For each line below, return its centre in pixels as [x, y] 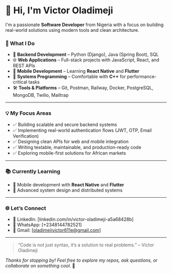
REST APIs [24, 66]
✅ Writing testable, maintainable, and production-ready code [77, 147]
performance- [142, 77]
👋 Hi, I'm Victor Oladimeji [59, 10]
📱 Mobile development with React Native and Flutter [68, 184]
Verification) [26, 136]
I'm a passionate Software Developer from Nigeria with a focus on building [84, 25]
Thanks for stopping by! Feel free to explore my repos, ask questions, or [81, 260]
